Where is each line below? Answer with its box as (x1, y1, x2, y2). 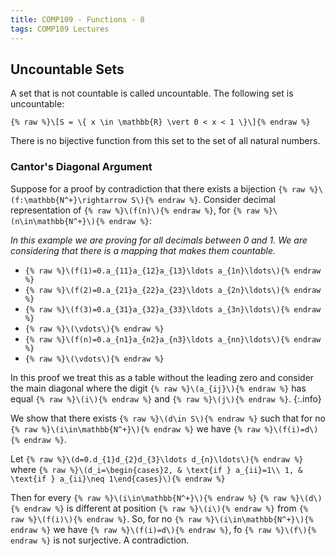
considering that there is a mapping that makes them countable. (10, 244, 276, 256)
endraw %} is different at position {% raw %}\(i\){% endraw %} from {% (23, 502, 309, 514)
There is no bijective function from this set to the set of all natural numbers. (10, 135, 321, 147)
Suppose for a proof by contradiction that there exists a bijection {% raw (10, 182, 306, 195)
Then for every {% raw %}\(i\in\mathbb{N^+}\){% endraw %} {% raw (10, 491, 287, 503)
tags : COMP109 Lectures (10, 24, 110, 34)
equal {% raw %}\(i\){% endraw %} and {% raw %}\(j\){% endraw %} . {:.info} (10, 392, 322, 405)
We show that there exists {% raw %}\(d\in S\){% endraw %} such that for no (10, 412, 326, 424)
